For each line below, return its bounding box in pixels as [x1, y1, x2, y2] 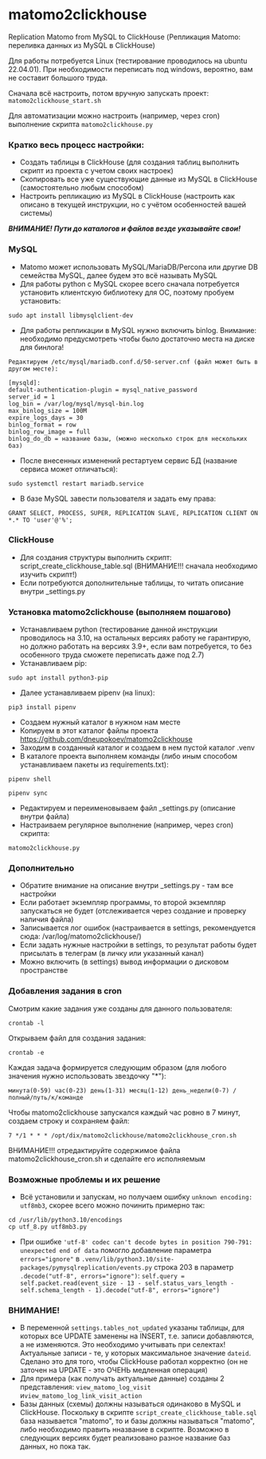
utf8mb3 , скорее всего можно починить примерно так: [19, 1200, 205, 1211]
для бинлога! [19, 342, 65, 352]
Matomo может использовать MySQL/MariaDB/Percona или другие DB [19, 262, 259, 272]
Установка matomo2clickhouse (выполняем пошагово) [8, 606, 232, 617]
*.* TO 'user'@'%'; [8, 516, 73, 524]
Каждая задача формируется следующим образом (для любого [8, 1062, 227, 1072]
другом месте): [8, 365, 59, 373]
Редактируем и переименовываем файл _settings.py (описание [19, 803, 237, 813]
